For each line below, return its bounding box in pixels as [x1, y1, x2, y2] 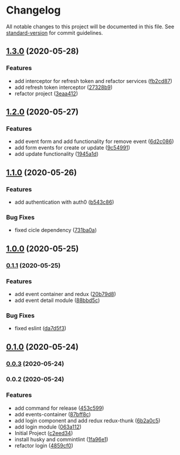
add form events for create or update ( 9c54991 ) [14, 144, 131, 151]
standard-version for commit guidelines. [6, 29, 103, 36]
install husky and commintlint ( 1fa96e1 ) [14, 436, 108, 443]
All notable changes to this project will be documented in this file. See [6, 23, 175, 30]
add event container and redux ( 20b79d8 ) [14, 290, 116, 297]
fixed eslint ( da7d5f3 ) [14, 325, 66, 332]
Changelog [6, 4, 61, 17]
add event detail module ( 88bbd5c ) [14, 297, 100, 304]
